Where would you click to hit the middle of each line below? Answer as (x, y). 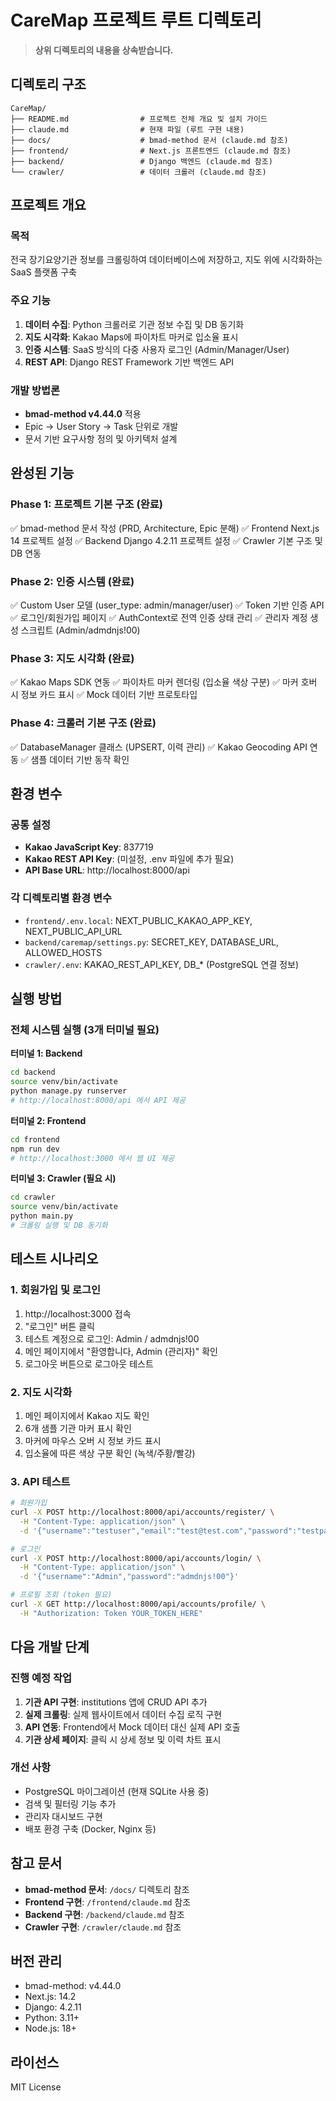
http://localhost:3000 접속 (78, 1313)
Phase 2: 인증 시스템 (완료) (72, 581)
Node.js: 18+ (50, 2028)
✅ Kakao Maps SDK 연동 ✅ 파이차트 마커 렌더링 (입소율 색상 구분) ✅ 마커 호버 (164, 682)
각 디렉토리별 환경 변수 (61, 898)
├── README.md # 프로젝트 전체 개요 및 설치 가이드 (139, 119)
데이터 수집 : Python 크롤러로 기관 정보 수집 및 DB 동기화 (134, 324)
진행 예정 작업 (41, 1678)
